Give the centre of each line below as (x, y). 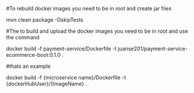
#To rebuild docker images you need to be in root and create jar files (89, 8)
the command (23, 37)
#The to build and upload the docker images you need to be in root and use (97, 31)
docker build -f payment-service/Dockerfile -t (62, 49)
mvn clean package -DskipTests (45, 20)
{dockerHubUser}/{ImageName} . (47, 84)
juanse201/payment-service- (153, 49)
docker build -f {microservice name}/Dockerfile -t (66, 77)
